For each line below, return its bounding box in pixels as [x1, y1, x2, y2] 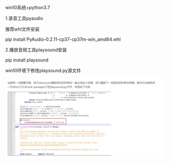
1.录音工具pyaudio [5, 15, 43, 21]
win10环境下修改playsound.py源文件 [5, 68, 81, 73]
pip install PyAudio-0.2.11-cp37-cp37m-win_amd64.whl [5, 36, 121, 42]
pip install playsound [5, 57, 49, 63]
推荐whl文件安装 [5, 26, 40, 32]
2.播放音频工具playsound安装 [5, 47, 67, 52]
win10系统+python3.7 [5, 5, 50, 10]
